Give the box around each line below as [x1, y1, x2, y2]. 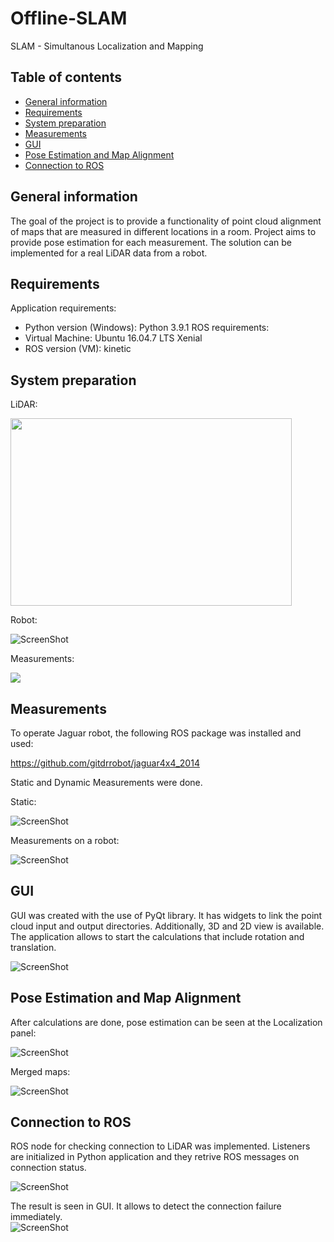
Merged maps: [10, 1065, 71, 1077]
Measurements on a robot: [10, 835, 120, 846]
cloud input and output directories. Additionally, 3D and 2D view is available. [10, 920, 325, 932]
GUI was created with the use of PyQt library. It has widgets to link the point [10, 909, 323, 921]
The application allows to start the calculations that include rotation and [10, 930, 305, 942]
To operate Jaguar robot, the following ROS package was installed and [10, 727, 302, 739]
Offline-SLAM [10, 7, 128, 30]
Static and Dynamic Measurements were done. [10, 777, 203, 788]
